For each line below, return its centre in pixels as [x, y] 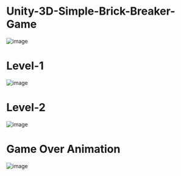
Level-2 [26, 108]
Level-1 [25, 66]
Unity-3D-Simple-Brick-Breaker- [91, 11]
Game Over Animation [63, 149]
